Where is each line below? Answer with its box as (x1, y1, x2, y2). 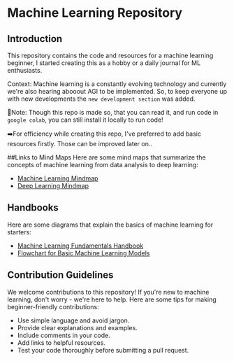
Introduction (7, 33, 63, 45)
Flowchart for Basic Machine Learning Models (17, 248, 150, 257)
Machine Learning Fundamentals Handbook (17, 241, 144, 250)
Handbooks (7, 201, 59, 214)
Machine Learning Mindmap (17, 174, 98, 183)
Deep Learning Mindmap (17, 182, 89, 190)
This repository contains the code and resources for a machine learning (7, 51, 214, 59)
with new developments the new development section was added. (7, 94, 196, 103)
